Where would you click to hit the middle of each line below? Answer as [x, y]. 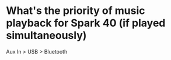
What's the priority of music [76, 11]
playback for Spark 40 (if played [86, 23]
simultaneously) [46, 36]
